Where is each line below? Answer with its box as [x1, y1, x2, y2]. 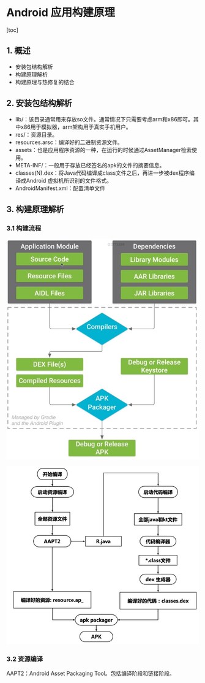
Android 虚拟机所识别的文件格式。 [26, 177, 112, 184]
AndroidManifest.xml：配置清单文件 [15, 185, 106, 192]
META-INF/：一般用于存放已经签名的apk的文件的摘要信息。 [15, 161, 165, 169]
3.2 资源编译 [6, 655, 43, 663]
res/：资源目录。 [15, 131, 58, 138]
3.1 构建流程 [6, 224, 42, 232]
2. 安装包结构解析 [6, 98, 72, 109]
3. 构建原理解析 [6, 204, 64, 215]
